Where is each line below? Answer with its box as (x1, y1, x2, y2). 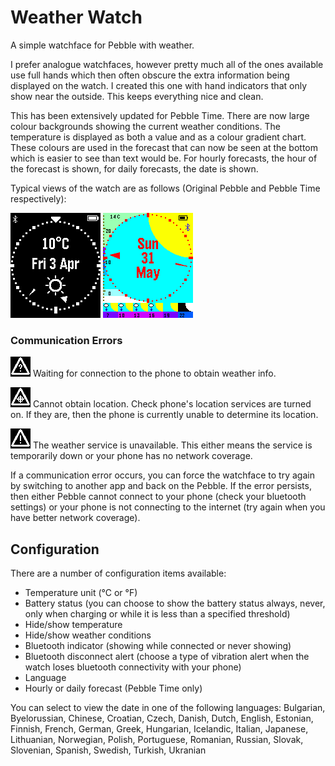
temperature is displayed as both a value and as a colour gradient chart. (10, 131, 307, 143)
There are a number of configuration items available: (10, 567, 227, 580)
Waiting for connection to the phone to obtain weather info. (32, 367, 277, 380)
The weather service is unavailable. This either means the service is (32, 439, 313, 451)
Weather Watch (10, 6, 143, 29)
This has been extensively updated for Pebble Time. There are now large (10, 109, 310, 121)
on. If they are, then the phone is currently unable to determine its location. (10, 409, 319, 421)
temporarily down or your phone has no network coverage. (10, 450, 253, 462)
